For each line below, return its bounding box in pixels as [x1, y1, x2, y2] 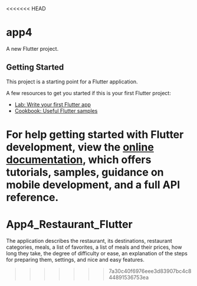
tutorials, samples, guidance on [6, 165, 164, 179]
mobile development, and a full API [6, 178, 180, 191]
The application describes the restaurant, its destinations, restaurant [6, 237, 172, 244]
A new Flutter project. [6, 45, 59, 52]
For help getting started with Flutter [6, 128, 184, 141]
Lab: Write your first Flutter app [14, 100, 91, 108]
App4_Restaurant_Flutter [6, 218, 133, 231]
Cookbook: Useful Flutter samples [14, 107, 98, 114]
